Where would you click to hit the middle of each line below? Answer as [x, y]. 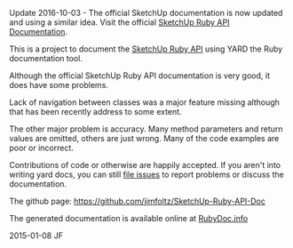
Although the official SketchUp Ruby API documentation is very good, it [140, 76]
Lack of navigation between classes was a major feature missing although [144, 102]
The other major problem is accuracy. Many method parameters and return [146, 129]
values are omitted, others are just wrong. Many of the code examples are [144, 138]
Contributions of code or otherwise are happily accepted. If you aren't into [145, 165]
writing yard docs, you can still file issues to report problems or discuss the [146, 174]
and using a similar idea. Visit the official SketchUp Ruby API [119, 22]
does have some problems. [59, 85]
